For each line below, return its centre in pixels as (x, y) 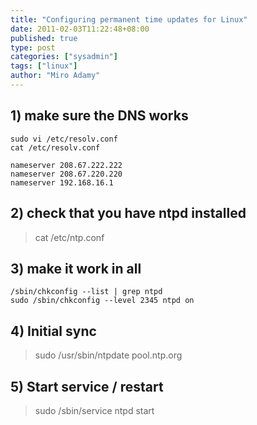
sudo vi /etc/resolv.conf (64, 139)
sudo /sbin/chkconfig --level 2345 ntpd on (102, 301)
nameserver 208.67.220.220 (66, 174)
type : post (33, 47)
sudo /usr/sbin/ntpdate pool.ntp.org (108, 355)
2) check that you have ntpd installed (128, 213)
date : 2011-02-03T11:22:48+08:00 (80, 29)
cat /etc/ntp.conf (69, 237)
